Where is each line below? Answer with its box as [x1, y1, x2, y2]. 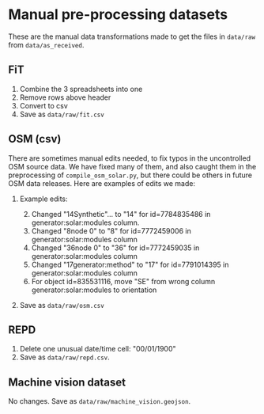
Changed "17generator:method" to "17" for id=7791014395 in [31, 260, 229, 269]
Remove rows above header [19, 93, 111, 102]
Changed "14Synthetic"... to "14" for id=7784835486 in [31, 209, 211, 218]
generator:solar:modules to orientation [31, 285, 157, 294]
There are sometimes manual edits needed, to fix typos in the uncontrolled [8, 153, 251, 163]
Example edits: [19, 194, 69, 203]
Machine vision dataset [8, 375, 126, 389]
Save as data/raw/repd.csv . [19, 352, 111, 362]
